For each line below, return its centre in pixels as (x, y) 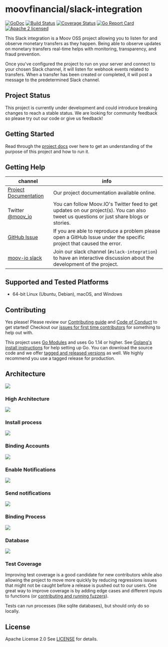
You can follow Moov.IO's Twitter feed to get (105, 204)
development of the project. (86, 264)
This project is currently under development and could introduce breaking (81, 107)
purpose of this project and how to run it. (47, 151)
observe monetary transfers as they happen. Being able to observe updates (83, 43)
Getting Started (30, 134)
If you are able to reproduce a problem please (107, 231)
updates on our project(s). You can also (99, 210)
